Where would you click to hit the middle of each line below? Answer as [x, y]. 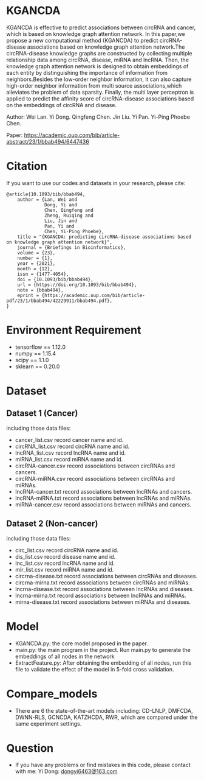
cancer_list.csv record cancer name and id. [69, 440]
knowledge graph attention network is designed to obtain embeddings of [97, 66]
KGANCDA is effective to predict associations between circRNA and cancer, [101, 27]
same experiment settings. [48, 723]
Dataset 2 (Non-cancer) [52, 524]
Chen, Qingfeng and [69, 210]
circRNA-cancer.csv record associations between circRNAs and [95, 466]
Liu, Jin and [61, 221]
